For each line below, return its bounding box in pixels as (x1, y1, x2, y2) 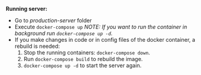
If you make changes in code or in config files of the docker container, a (14, 36, 196, 43)
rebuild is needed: (14, 42, 60, 50)
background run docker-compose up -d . (14, 30, 113, 37)
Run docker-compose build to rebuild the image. (23, 56, 143, 62)
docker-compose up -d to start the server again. (23, 62, 142, 69)
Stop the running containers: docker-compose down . (23, 49, 150, 56)
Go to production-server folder (14, 17, 92, 24)
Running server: (5, 5, 48, 12)
